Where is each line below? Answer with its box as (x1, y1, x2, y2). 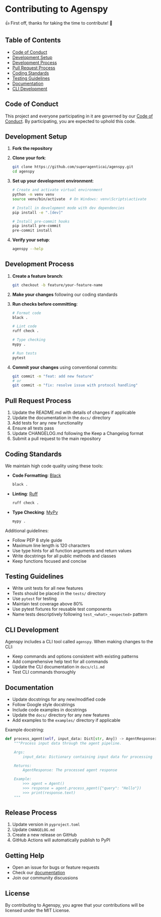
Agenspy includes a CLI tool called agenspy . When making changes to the (5, 639, 154, 645)
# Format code (12, 311, 41, 315)
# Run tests (12, 350, 37, 356)
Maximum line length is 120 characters (12, 542, 90, 548)
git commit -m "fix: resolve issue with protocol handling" (12, 383, 138, 388)
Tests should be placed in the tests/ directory (12, 591, 106, 597)
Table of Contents (5, 36, 61, 45)
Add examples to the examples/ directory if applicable (12, 717, 121, 723)
